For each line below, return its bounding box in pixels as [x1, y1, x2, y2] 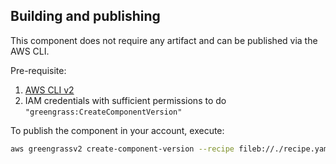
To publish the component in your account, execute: [10, 124, 225, 136]
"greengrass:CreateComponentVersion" [24, 107, 183, 117]
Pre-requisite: [10, 64, 67, 76]
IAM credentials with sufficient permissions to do [24, 94, 227, 106]
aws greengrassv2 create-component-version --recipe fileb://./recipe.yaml [10, 144, 333, 154]
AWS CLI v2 [24, 84, 75, 96]
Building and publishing [10, 8, 161, 25]
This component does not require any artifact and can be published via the [10, 34, 318, 46]
